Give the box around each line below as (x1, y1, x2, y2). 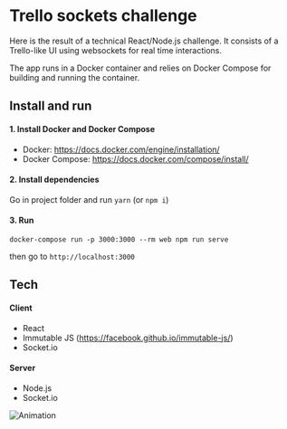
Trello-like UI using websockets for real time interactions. (9, 44, 222, 55)
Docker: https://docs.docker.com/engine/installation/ (22, 144, 220, 155)
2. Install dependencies (9, 174, 100, 186)
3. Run (9, 214, 34, 226)
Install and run (9, 99, 92, 114)
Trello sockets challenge (9, 5, 197, 26)
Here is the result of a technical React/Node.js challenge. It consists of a (9, 35, 279, 46)
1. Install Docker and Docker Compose (9, 123, 156, 134)
